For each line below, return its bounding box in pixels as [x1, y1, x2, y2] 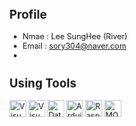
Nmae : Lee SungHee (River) [21, 30, 128, 41]
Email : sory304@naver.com [21, 40, 127, 51]
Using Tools [9, 76, 77, 91]
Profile [9, 7, 47, 22]
